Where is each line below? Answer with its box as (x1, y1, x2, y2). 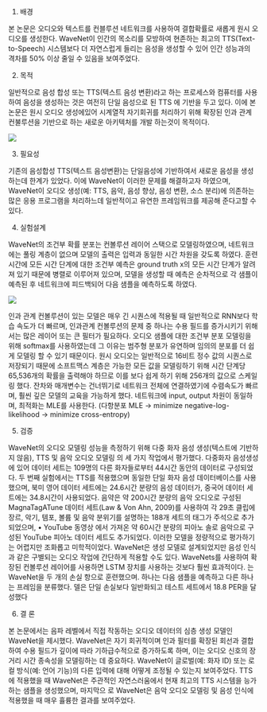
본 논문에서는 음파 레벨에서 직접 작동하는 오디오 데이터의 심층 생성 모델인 (8, 626, 233, 635)
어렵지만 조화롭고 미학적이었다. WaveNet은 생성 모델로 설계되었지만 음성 (16, 543, 242, 551)
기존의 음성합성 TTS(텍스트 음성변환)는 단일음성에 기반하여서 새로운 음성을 (8, 166, 240, 175)
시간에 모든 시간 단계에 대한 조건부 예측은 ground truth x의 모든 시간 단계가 (8, 259, 241, 269)
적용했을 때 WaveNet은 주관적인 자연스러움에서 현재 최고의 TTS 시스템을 (16, 675, 242, 685)
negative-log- (184, 401, 230, 410)
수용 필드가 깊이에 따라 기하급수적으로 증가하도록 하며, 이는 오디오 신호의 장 (22, 646, 257, 655)
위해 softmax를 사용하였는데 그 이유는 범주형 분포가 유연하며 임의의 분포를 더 (8, 341, 246, 350)
